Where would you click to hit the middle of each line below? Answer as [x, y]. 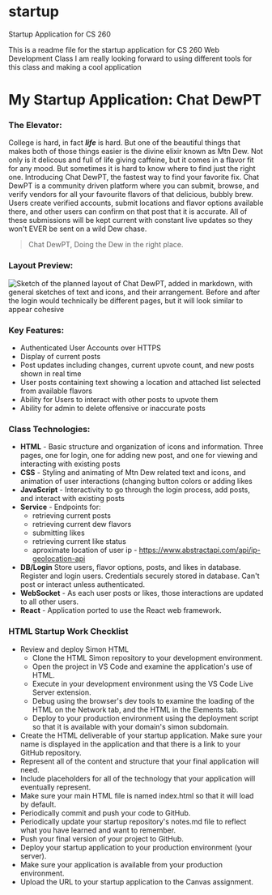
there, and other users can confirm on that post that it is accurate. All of [128, 212]
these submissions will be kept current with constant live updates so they [131, 221]
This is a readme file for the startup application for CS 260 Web [114, 49]
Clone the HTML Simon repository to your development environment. [147, 657]
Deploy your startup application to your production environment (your [136, 847]
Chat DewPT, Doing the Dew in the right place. [106, 245]
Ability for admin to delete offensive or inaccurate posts [113, 409]
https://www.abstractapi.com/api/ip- [200, 550]
